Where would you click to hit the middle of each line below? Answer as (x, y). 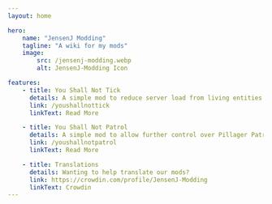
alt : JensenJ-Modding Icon (82, 68)
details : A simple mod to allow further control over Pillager (138, 135)
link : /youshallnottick (69, 105)
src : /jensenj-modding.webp (84, 61)
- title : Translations (60, 164)
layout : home (30, 16)
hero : (17, 30)
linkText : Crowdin (60, 187)
